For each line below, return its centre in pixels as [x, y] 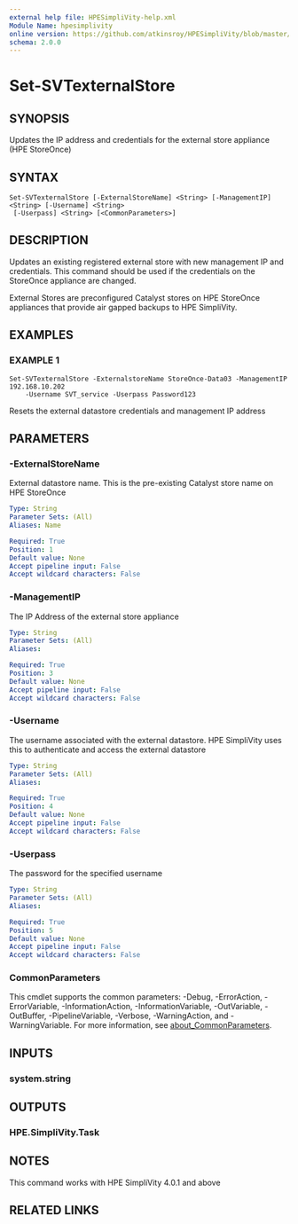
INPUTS [31, 1053]
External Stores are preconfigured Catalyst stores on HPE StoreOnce [134, 297]
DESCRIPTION [49, 240]
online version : [39, 34]
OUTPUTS [38, 1107]
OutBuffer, [28, 1016]
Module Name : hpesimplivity [61, 26]
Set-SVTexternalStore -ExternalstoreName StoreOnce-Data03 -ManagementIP [149, 379]
